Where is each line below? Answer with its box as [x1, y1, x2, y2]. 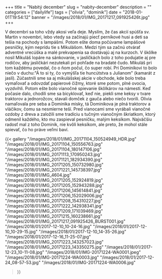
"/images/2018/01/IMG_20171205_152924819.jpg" [5, 177, 103, 183]
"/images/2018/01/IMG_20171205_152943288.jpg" [5, 183, 104, 188]
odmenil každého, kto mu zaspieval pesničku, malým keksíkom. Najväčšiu [5, 116, 152, 122]
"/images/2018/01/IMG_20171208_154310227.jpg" [5, 198, 103, 203]
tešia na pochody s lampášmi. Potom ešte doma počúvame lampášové [5, 39, 146, 45]
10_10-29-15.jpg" [5, 229, 38, 234]
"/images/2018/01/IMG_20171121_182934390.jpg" [5, 157, 103, 162]
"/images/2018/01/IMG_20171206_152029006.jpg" [5, 193, 104, 198]
